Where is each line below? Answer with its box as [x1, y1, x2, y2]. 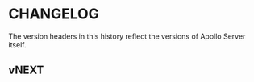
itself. [8, 39, 27, 49]
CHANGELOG [8, 5, 99, 23]
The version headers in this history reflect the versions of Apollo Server [8, 31, 246, 41]
